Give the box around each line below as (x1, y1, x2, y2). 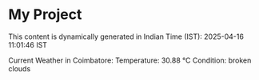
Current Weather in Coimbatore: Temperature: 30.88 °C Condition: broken (8, 55, 252, 65)
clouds (8, 63, 31, 73)
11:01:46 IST (8, 40, 48, 49)
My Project (8, 6, 82, 24)
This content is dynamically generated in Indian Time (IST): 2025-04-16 (8, 32, 244, 41)
